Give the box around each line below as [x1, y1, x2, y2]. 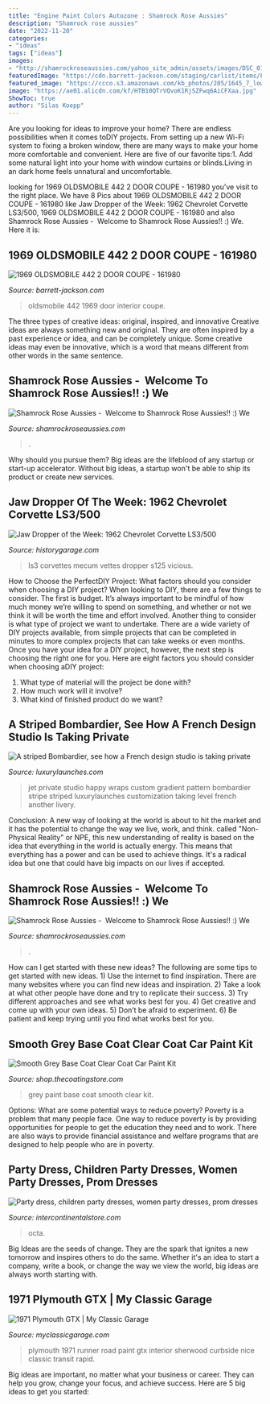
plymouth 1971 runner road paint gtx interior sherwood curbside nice [27, 1345, 255, 1355]
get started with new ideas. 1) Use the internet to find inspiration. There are [8, 971, 257, 981]
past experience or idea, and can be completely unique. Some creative [8, 333, 243, 343]
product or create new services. [8, 472, 115, 482]
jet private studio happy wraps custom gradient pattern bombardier [27, 783, 252, 793]
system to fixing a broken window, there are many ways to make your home [8, 141, 259, 151]
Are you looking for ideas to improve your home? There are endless [8, 124, 231, 134]
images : [8, 57, 35, 65]
